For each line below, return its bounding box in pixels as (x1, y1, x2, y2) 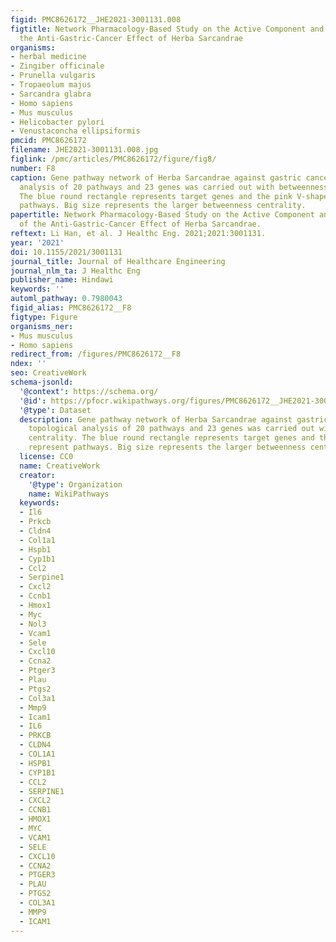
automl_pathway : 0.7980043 (10, 294, 123, 304)
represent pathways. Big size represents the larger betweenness (28, 442, 307, 453)
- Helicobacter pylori (10, 117, 105, 127)
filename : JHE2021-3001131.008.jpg (10, 145, 159, 155)
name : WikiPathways (28, 489, 110, 499)
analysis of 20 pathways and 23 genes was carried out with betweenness (19, 182, 329, 192)
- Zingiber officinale (10, 61, 105, 71)
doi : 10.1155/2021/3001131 (10, 247, 123, 257)
